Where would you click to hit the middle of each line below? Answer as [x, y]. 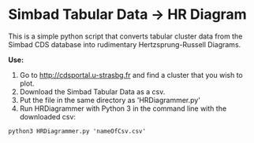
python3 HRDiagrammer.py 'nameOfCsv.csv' [77, 131]
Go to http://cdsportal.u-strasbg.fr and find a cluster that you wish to [131, 75]
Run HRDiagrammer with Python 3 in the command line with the [123, 108]
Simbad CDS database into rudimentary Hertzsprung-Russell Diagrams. [125, 44]
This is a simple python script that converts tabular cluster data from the [125, 36]
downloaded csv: [48, 116]
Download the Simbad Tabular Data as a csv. [92, 91]
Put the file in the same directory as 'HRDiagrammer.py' [110, 100]
